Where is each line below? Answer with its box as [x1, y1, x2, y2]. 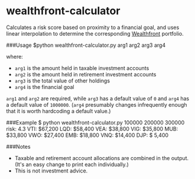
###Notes [6, 143, 31, 150]
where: [6, 53, 24, 60]
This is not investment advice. [14, 167, 88, 174]
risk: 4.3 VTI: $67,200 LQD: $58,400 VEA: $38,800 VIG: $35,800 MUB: [6, 125, 178, 132]
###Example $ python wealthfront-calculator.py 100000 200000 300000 [6, 119, 185, 126]
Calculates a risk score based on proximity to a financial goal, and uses [6, 24, 180, 31]
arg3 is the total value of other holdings [14, 77, 110, 84]
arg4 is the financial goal [14, 83, 74, 90]
